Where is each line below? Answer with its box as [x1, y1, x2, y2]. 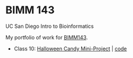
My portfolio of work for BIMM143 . [5, 34, 88, 41]
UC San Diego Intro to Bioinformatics [5, 23, 94, 30]
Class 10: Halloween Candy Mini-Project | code [13, 45, 127, 52]
